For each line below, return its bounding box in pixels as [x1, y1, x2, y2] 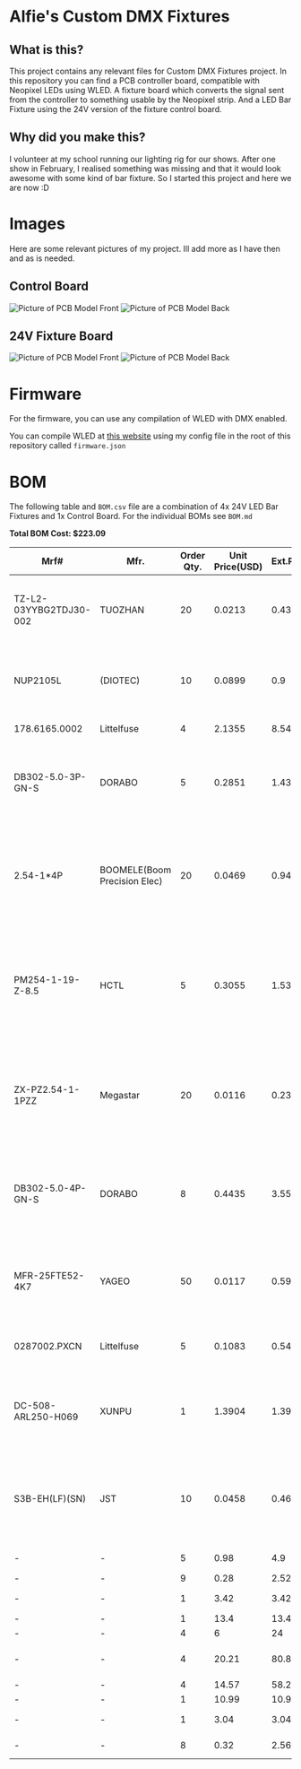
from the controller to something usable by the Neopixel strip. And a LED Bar [9, 94, 292, 105]
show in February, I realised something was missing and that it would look [9, 163, 282, 174]
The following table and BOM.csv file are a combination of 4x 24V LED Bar [9, 501, 279, 512]
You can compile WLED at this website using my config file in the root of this [9, 430, 291, 441]
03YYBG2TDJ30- [13, 603, 91, 616]
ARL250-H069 [13, 1410, 79, 1423]
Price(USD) [213, 560, 263, 573]
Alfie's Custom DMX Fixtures [9, 6, 230, 27]
